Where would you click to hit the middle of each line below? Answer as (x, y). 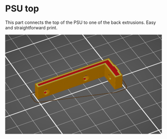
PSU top (22, 9)
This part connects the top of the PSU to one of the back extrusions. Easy (81, 22)
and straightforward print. (31, 27)
